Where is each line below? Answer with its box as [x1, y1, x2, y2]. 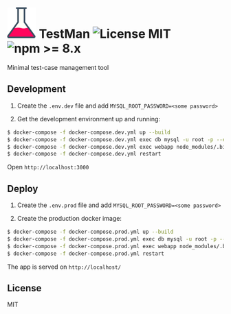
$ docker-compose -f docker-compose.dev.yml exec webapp [7, 143, 174, 150]
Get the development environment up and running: [16, 114, 160, 123]
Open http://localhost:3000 [7, 163, 89, 171]
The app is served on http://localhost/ [7, 263, 122, 271]
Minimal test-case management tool [7, 63, 109, 71]
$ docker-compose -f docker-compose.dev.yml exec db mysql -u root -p [7, 136, 214, 143]
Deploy [7, 182, 38, 195]
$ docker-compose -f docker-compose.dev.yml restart [7, 151, 162, 158]
